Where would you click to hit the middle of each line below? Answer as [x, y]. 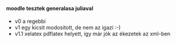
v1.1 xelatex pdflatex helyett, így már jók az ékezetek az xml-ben [92, 34]
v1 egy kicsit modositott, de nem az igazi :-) [68, 28]
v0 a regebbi [30, 21]
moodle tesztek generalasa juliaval [50, 8]
